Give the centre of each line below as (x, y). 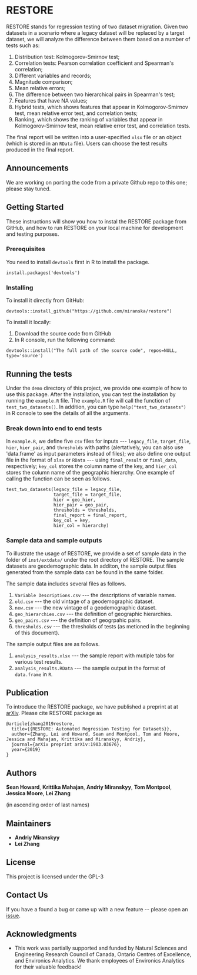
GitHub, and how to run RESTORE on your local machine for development (95, 228)
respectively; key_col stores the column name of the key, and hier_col (92, 466)
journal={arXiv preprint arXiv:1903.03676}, (67, 745)
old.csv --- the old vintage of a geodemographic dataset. (84, 601)
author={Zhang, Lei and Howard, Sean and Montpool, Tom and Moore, (96, 734)
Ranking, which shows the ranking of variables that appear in (89, 119)
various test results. (39, 661)
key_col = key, (72, 521)
